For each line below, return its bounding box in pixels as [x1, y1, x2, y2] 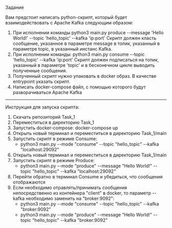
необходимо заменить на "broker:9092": [26, 195, 115, 201]
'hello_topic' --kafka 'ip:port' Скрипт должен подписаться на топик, [12, 57, 159, 63]
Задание [5, 5, 24, 10]
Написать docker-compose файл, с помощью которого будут [12, 84, 146, 90]
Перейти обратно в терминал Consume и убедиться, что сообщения [12, 174, 163, 179]
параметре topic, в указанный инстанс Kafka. [12, 46, 113, 52]
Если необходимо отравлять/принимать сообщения [12, 185, 127, 191]
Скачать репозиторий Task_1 [12, 114, 75, 120]
